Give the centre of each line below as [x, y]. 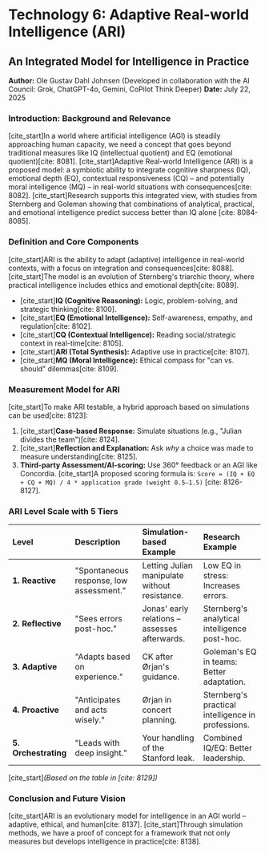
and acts [91, 710]
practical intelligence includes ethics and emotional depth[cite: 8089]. [124, 285]
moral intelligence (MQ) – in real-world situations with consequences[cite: [130, 187]
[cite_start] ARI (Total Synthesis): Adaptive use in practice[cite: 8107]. [134, 351]
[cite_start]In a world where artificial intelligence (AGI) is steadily [114, 136]
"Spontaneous [102, 571]
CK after [158, 657]
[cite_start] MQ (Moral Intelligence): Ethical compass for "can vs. [127, 360]
